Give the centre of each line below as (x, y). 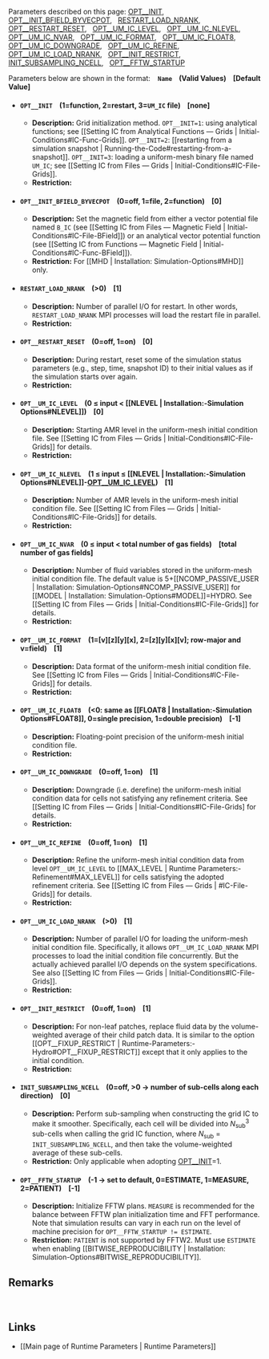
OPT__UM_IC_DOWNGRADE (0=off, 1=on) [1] (89, 772)
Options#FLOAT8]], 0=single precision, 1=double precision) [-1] (130, 719)
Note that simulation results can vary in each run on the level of (137, 1223)
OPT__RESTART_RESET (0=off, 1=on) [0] (86, 342)
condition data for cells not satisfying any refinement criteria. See (140, 798)
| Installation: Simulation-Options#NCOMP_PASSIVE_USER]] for (136, 587)
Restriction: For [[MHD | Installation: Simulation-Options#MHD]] (138, 262)
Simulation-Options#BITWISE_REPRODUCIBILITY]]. (116, 1257)
